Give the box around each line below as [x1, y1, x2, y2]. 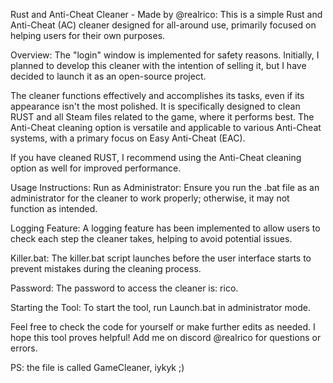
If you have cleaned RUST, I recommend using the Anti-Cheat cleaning [10, 152, 302, 163]
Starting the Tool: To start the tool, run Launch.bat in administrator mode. [10, 302, 311, 313]
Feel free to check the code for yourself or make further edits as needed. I [10, 321, 316, 333]
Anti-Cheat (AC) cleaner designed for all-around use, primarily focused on [10, 19, 317, 31]
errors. [10, 342, 38, 354]
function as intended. [10, 203, 98, 214]
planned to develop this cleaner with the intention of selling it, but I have [10, 60, 307, 71]
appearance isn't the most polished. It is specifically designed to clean [10, 100, 301, 112]
